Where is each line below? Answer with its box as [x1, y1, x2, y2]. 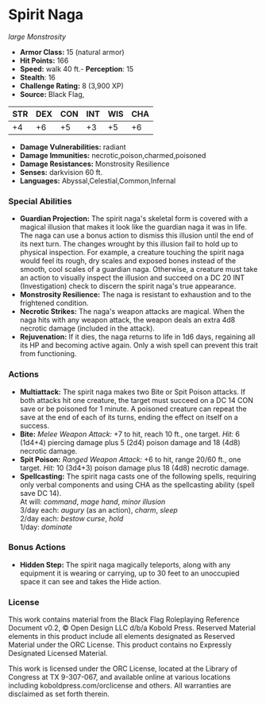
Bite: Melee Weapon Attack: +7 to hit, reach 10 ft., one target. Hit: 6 [19, 429, 241, 439]
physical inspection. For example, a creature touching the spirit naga [19, 248, 245, 258]
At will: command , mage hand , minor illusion [19, 497, 166, 506]
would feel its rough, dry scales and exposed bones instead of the [19, 256, 237, 265]
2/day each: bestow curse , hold [19, 513, 124, 523]
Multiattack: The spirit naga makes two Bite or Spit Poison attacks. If [19, 387, 246, 397]
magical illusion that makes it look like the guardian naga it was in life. [19, 223, 248, 232]
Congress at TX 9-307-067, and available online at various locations [8, 672, 231, 682]
